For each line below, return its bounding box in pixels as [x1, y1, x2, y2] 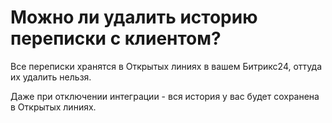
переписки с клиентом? [10, 27, 222, 50]
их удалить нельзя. [10, 71, 92, 83]
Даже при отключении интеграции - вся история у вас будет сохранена [10, 90, 320, 102]
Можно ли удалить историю [10, 6, 258, 29]
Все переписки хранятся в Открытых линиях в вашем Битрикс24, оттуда [10, 60, 322, 72]
